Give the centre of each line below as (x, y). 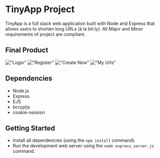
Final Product (27, 50)
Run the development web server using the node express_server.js (83, 146)
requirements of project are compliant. (45, 34)
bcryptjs (21, 107)
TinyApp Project (40, 9)
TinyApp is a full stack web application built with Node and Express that (80, 23)
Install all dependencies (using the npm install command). (74, 140)
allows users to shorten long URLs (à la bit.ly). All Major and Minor (74, 28)
